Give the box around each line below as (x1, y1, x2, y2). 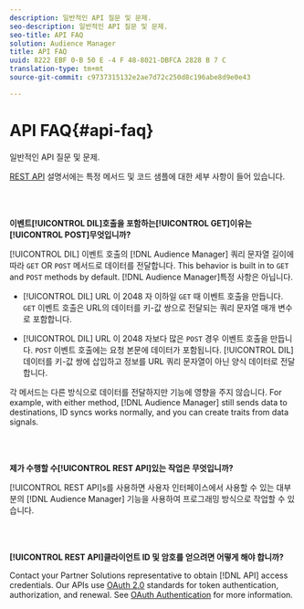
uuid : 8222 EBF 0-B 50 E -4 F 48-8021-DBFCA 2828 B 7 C (9, 56, 226, 65)
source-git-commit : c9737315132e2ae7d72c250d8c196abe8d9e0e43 (9, 73, 251, 82)
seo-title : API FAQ (9, 30, 84, 39)
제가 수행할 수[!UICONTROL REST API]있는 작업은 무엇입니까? (9, 462, 234, 473)
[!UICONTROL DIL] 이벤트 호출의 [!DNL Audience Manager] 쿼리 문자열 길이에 (9, 248, 295, 259)
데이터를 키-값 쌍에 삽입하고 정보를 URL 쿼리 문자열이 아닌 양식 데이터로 (22, 355, 278, 366)
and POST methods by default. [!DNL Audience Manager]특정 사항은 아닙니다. (9, 271, 294, 282)
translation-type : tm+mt (9, 65, 104, 74)
